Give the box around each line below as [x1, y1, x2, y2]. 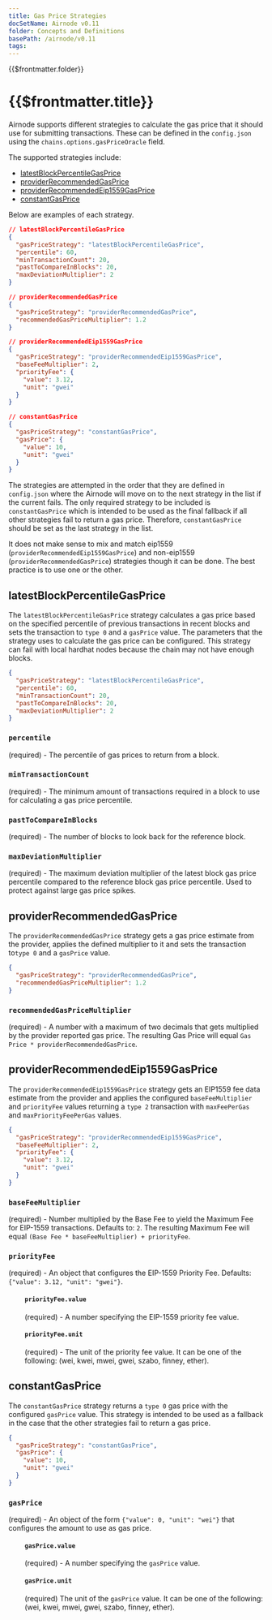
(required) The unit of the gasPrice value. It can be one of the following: [24, 1593, 263, 1603]
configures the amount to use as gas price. [8, 1523, 152, 1533]
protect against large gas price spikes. [8, 885, 136, 895]
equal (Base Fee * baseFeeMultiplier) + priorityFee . [8, 1231, 191, 1242]
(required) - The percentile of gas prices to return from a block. [8, 750, 220, 760]
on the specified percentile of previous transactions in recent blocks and [8, 618, 251, 629]
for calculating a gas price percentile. [8, 795, 133, 804]
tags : [8, 42, 27, 50]
